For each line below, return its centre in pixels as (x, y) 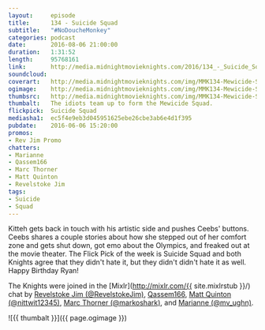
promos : (21, 133)
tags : (17, 191)
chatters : (24, 148)
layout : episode (42, 15)
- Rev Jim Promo (35, 140)
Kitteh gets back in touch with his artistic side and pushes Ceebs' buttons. (129, 229)
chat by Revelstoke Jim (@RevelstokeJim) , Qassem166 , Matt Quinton (120, 294)
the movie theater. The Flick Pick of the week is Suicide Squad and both (125, 254)
